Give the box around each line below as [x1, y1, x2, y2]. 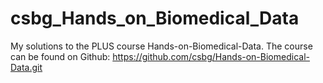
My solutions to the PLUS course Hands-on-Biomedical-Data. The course [10, 40, 313, 52]
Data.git [10, 61, 43, 73]
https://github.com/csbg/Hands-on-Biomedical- [112, 50, 310, 62]
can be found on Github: [10, 50, 111, 62]
